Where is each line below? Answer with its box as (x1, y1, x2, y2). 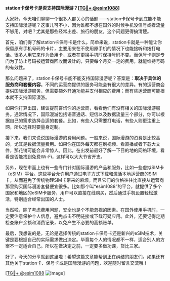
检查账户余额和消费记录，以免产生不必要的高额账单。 (5, 220, 116, 225)
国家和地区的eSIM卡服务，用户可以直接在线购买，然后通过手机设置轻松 (5, 190, 153, 195)
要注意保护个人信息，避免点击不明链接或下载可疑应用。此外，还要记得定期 (9, 213, 165, 219)
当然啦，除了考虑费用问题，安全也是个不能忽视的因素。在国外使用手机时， (5, 207, 160, 213)
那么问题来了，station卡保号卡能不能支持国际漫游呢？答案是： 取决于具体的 (5, 75, 161, 81)
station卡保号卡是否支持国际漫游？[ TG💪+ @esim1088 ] (5, 5, 120, 11)
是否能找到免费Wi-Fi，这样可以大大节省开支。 (9, 154, 105, 159)
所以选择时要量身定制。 (14, 124, 63, 130)
